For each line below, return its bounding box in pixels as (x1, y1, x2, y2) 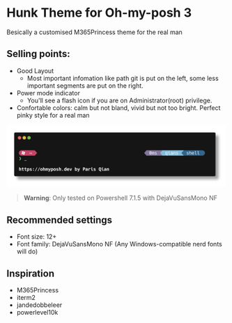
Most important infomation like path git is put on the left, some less (26, 74, 219, 82)
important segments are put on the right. (26, 81, 144, 90)
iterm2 (16, 294, 36, 302)
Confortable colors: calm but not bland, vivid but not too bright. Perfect (16, 103, 221, 112)
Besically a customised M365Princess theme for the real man (6, 28, 183, 36)
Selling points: (6, 48, 70, 60)
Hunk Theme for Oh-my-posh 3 (6, 5, 192, 21)
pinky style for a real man (16, 111, 90, 119)
